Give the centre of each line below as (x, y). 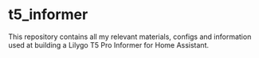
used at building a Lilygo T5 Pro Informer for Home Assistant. (109, 44)
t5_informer (48, 15)
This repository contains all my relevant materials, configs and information (130, 37)
